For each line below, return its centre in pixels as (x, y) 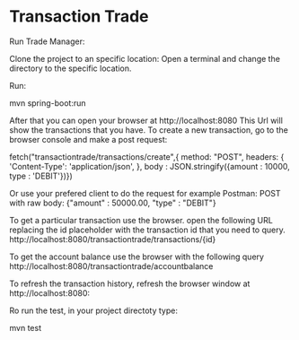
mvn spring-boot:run (48, 103)
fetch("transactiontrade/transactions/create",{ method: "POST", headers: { (147, 157)
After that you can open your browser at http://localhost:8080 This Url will (146, 120)
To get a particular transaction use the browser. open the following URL (141, 220)
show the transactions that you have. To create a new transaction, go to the (149, 130)
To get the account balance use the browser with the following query (137, 257)
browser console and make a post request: (88, 139)
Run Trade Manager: (47, 41)
